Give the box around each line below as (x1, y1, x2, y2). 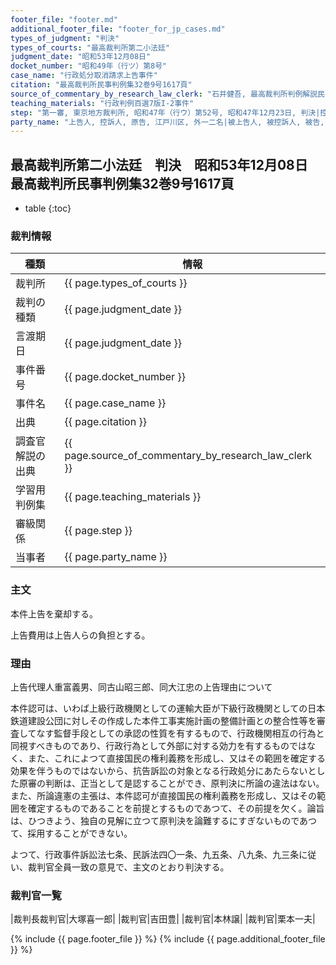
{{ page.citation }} (64, 415, 147, 429)
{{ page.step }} (64, 524, 133, 538)
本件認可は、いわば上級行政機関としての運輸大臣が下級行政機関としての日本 (10, 702, 326, 714)
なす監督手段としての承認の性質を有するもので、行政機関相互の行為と (36, 727, 325, 739)
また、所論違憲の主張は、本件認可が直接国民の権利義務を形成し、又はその (10, 789, 317, 801)
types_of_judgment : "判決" (10, 33, 120, 43)
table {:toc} (24, 202, 72, 215)
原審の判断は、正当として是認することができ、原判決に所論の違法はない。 (18, 777, 325, 789)
